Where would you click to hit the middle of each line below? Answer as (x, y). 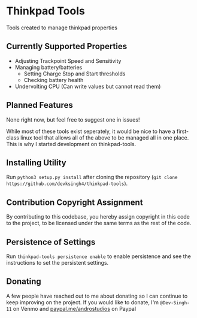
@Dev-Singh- (175, 303)
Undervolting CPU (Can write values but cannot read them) (88, 86)
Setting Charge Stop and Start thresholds (75, 74)
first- (183, 131)
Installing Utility (37, 163)
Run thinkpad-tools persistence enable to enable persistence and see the (99, 256)
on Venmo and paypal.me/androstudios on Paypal (75, 308)
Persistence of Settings (51, 242)
